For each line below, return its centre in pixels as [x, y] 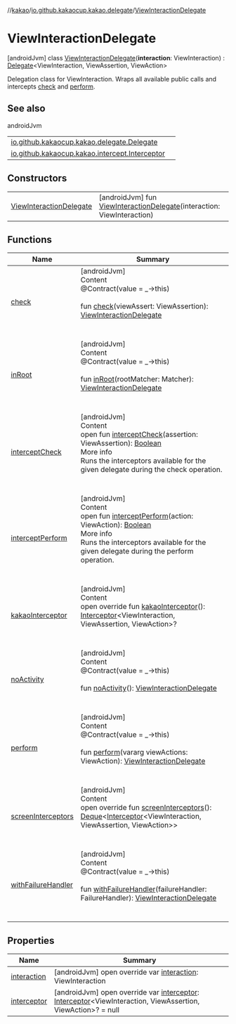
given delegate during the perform [137, 551]
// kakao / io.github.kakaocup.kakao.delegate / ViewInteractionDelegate [107, 10]
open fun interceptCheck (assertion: [139, 435]
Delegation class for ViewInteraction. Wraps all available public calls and [112, 79]
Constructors [37, 178]
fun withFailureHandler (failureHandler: [144, 889]
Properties [31, 940]
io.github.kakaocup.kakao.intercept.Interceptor [88, 153]
